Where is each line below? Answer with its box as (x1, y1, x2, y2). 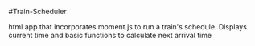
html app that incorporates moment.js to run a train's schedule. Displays (8, 22, 248, 31)
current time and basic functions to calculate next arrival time (8, 31, 212, 40)
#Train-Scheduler (8, 7, 67, 16)
